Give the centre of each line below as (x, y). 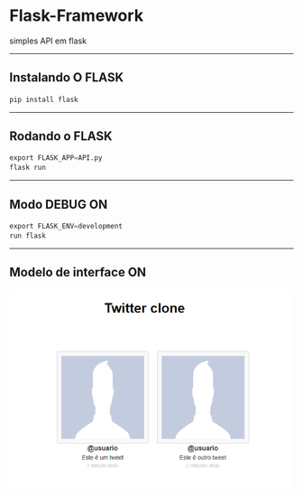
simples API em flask (48, 41)
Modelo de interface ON (78, 272)
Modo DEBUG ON (59, 204)
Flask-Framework (77, 16)
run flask (28, 236)
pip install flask (44, 99)
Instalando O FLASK (67, 78)
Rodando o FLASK (61, 136)
